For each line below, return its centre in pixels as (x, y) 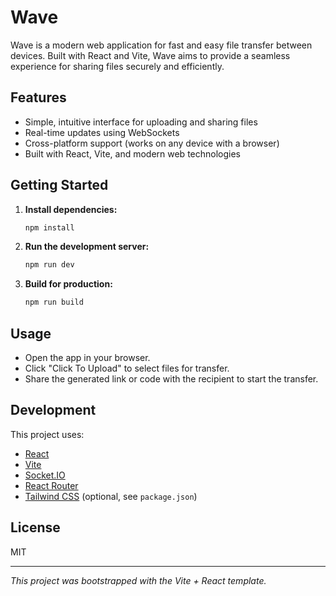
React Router (51, 485)
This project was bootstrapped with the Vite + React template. (138, 580)
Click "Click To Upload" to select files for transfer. (127, 368)
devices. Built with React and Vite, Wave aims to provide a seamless (150, 55)
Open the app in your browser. (87, 357)
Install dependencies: (71, 209)
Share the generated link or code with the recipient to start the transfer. (171, 379)
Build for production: (68, 284)
